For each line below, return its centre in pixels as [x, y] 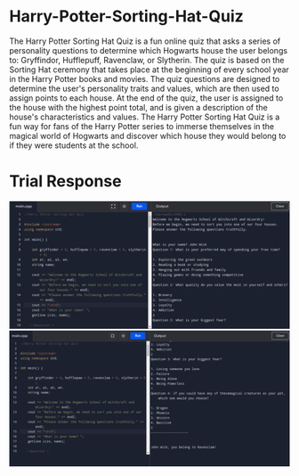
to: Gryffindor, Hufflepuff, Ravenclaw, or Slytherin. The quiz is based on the [147, 60]
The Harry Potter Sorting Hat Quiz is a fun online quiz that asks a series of [145, 41]
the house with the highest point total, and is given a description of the [139, 107]
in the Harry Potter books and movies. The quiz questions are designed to [145, 78]
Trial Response [65, 181]
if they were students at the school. [74, 145]
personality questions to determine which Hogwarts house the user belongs [148, 50]
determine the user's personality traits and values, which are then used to [144, 88]
